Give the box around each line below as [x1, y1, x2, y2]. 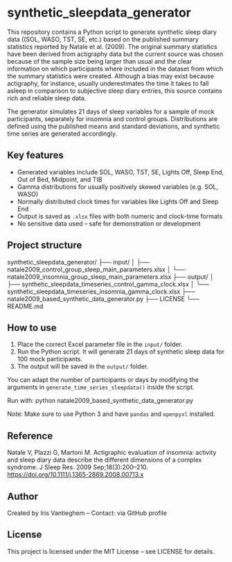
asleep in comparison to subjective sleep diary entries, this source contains [7, 87, 223, 95]
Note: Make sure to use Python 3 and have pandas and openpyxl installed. [7, 410, 216, 418]
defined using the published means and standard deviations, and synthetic [7, 122, 220, 130]
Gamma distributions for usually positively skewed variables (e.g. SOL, [17, 182, 219, 191]
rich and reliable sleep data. [7, 93, 87, 102]
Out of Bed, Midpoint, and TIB [17, 175, 102, 183]
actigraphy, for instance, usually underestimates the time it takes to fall [7, 79, 209, 87]
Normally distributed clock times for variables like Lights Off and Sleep [17, 197, 219, 206]
